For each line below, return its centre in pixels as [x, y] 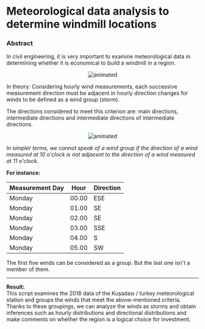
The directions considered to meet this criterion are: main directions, [92, 112]
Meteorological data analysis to [88, 11]
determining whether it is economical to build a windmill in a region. [91, 63]
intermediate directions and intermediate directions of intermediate [91, 118]
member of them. [28, 269]
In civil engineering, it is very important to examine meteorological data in [99, 57]
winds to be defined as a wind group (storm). [63, 99]
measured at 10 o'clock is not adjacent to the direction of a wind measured [101, 154]
